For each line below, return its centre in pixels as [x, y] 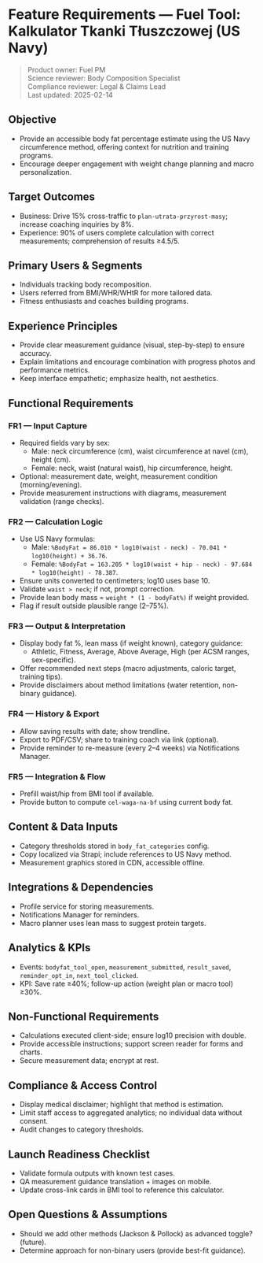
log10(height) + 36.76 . [69, 556]
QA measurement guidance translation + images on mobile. [115, 1181]
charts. [31, 1052]
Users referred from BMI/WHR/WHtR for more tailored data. [116, 293]
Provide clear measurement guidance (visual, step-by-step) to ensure [132, 345]
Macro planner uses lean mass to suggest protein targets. [113, 923]
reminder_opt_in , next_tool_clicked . [79, 975]
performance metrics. [55, 370]
